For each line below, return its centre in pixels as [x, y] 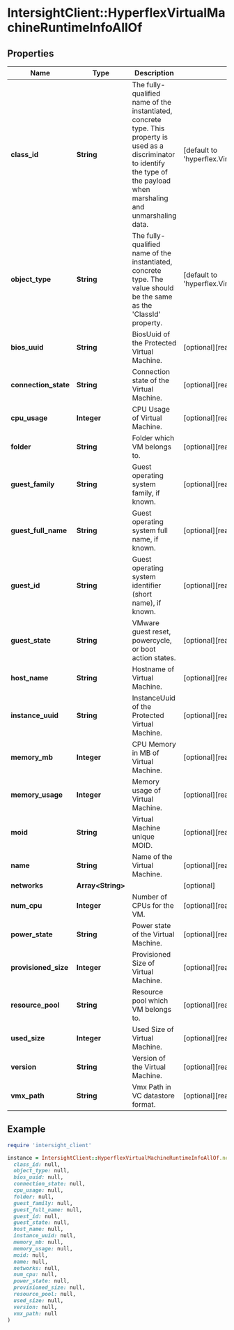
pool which [150, 1001]
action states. [154, 658]
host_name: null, [39, 1230]
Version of [149, 1058]
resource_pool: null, [45, 1294]
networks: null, [37, 1268]
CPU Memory [154, 744]
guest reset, [151, 632]
